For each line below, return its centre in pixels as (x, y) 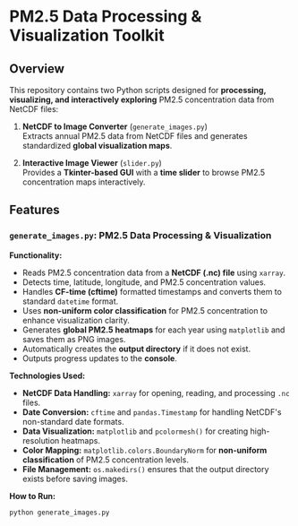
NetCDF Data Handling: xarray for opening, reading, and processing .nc (156, 392)
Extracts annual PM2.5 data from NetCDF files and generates (135, 136)
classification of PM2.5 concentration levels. (106, 460)
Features (34, 210)
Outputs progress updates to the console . (99, 358)
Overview (37, 69)
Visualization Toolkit (87, 35)
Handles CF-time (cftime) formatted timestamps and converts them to (152, 291)
